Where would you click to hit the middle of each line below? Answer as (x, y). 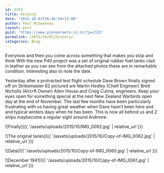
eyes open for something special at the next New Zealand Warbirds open (79, 96)
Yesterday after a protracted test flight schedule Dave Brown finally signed (80, 80)
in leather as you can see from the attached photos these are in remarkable (81, 66)
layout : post (18, 28)
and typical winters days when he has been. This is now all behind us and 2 (81, 112)
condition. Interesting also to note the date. (48, 71)
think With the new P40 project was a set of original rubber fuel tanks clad (80, 61)
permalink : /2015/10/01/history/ (39, 37)
